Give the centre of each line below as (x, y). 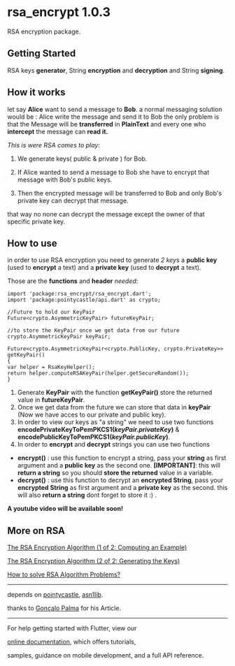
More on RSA (36, 531)
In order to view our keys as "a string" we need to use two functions (115, 422)
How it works (36, 93)
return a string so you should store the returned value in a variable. (115, 473)
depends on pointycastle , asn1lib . (55, 595)
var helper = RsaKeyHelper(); (51, 368)
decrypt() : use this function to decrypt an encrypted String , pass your (120, 480)
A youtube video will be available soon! (65, 509)
